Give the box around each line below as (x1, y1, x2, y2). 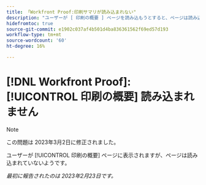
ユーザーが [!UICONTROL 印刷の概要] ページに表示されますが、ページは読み (6, 151, 198, 159)
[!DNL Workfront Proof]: (6, 75, 131, 89)
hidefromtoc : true (6, 20, 53, 26)
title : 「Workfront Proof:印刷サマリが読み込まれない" (6, 9, 137, 15)
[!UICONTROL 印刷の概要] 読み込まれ (6, 90, 195, 104)
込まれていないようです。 (6, 159, 71, 166)
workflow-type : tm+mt (6, 32, 62, 38)
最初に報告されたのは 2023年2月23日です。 (6, 172, 116, 179)
